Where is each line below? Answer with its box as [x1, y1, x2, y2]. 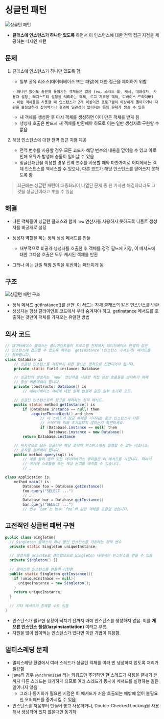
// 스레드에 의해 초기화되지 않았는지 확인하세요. [40, 421, 125, 426]
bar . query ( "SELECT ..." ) [23, 502, 73, 507]
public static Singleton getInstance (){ [9, 571, 93, 576]
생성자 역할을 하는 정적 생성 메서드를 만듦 [12, 234, 91, 241]
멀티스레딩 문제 [5, 646, 48, 654]
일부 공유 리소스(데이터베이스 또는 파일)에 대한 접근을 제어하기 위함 [19, 78, 147, 84]
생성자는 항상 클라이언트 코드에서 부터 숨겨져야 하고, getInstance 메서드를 [12, 308, 154, 314]
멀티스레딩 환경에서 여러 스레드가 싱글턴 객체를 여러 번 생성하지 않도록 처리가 [12, 660, 159, 665]
